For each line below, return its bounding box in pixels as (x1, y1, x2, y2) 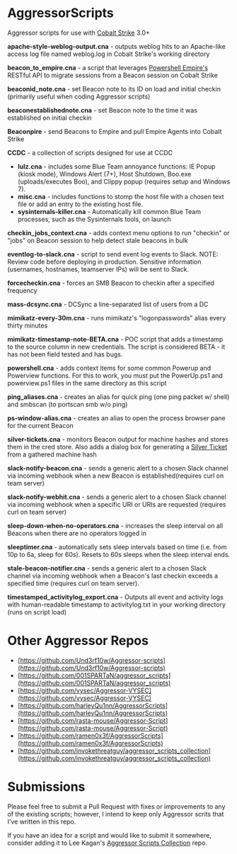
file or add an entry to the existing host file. (17, 200, 144, 208)
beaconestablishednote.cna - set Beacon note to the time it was (7, 106, 198, 114)
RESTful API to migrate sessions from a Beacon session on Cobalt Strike (7, 71, 218, 79)
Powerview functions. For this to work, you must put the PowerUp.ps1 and (7, 371, 223, 380)
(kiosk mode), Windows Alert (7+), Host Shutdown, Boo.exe (17, 169, 192, 178)
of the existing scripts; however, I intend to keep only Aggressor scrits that (7, 809, 224, 818)
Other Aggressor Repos (7, 633, 149, 649)
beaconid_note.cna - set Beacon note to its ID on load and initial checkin (7, 84, 221, 93)
